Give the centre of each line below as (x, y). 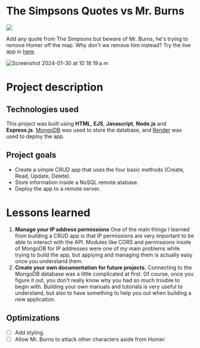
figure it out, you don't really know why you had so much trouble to (97, 280)
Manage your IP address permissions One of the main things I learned (102, 229)
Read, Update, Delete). (43, 176)
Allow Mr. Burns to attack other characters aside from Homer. (90, 339)
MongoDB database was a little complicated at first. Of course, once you (104, 274)
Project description (55, 87)
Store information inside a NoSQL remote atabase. (77, 182)
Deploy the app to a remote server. (58, 188)
